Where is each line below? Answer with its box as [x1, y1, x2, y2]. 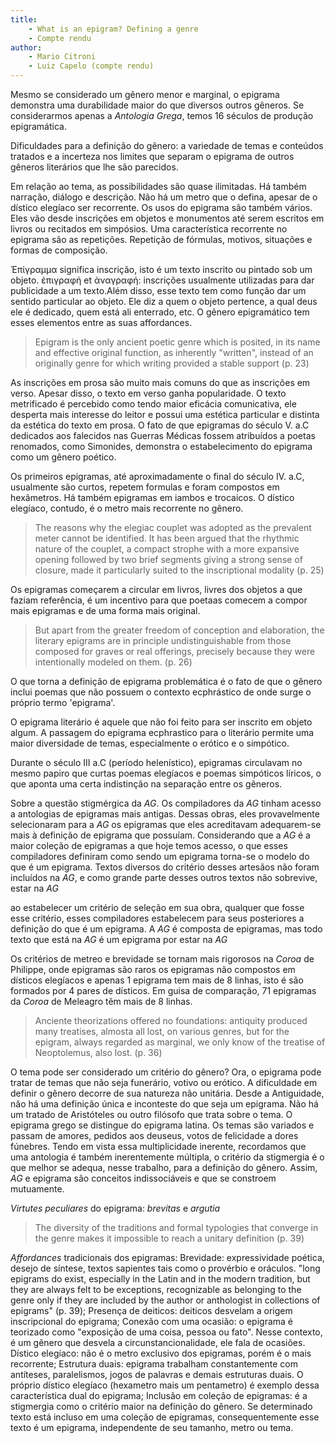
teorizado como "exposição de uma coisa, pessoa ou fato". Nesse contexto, [10, 1326, 323, 1338]
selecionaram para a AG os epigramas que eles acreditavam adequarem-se [10, 819, 322, 830]
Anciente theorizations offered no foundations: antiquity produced [34, 1015, 308, 1026]
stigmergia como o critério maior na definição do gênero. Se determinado [10, 1401, 313, 1412]
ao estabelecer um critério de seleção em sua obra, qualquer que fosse [10, 902, 305, 913]
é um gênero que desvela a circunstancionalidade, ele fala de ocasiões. [10, 1337, 306, 1348]
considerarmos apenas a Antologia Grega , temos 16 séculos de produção [10, 110, 314, 121]
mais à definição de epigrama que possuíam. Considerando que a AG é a [10, 829, 311, 841]
